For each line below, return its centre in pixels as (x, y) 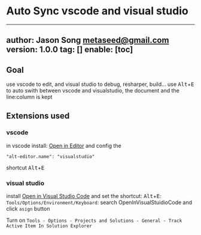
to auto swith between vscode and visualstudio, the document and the (93, 91)
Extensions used (38, 115)
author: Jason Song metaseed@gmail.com (88, 40)
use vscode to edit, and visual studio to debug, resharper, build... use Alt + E (100, 84)
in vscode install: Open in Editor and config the (64, 146)
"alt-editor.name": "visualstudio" (51, 156)
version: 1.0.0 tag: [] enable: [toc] (70, 50)
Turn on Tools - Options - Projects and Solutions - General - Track (94, 220)
